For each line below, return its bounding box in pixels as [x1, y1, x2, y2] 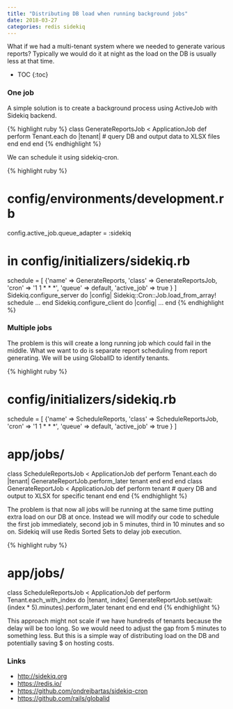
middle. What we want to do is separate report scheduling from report [7, 346, 207, 354]
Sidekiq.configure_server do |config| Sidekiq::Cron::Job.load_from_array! [7, 290, 217, 299]
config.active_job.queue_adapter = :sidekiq [7, 228, 131, 237]
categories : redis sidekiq [7, 23, 86, 30]
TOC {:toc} [17, 70, 49, 79]
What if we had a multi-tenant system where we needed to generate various [7, 42, 225, 51]
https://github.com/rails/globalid [17, 694, 110, 702]
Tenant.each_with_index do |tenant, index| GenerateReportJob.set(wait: [7, 595, 214, 604]
